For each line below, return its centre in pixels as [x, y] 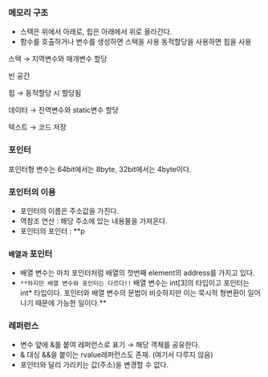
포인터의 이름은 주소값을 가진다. [69, 211]
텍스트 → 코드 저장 [37, 127]
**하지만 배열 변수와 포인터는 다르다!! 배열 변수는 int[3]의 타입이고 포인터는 [135, 283]
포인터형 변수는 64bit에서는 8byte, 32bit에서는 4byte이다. [100, 169]
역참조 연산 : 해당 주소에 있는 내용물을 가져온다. [94, 221]
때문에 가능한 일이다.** [71, 303]
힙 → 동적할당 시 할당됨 [45, 93]
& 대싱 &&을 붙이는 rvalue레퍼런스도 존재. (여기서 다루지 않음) [117, 354]
